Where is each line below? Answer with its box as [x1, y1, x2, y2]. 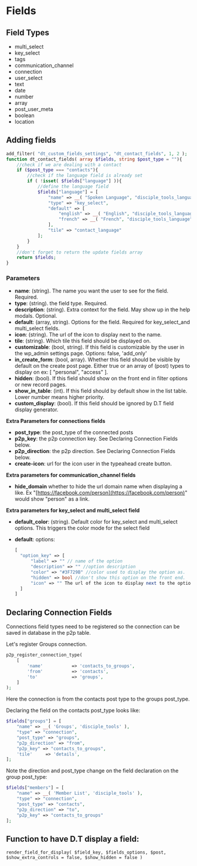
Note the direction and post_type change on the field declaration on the [6, 767, 179, 774]
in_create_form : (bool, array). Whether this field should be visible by [14, 356, 181, 363]
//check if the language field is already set [27, 172, 143, 179]
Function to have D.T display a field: [6, 834, 140, 844]
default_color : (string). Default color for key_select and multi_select [14, 518, 178, 525]
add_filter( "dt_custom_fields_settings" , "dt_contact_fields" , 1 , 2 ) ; [6, 151, 188, 156]
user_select [14, 75, 43, 81]
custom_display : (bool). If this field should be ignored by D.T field [14, 400, 174, 407]
